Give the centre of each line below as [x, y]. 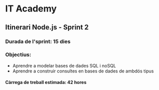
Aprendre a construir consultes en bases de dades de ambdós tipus [83, 71]
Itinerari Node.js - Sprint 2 [47, 27]
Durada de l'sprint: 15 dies [38, 41]
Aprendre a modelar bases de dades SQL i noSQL [64, 65]
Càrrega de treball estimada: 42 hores [46, 82]
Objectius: [18, 54]
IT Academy [31, 9]
